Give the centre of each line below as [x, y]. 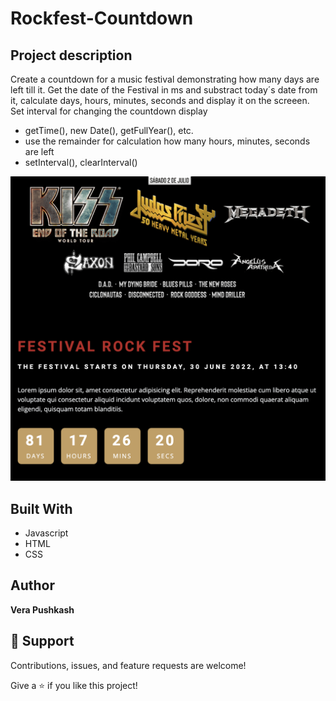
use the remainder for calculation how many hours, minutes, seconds [167, 141]
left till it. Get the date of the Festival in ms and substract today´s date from [164, 90]
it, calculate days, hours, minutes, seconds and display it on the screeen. [160, 100]
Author [32, 585]
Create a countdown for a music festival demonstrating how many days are [165, 79]
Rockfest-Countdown [102, 18]
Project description [71, 55]
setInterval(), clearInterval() [81, 162]
